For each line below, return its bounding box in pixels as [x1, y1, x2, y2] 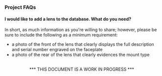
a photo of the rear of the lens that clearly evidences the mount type [11, 52, 150, 57]
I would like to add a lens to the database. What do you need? [4, 16, 132, 22]
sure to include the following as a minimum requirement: [4, 32, 118, 38]
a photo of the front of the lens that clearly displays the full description [11, 41, 155, 47]
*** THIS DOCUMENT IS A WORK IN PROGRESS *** [29, 66, 134, 72]
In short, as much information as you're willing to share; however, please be [4, 27, 157, 33]
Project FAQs [4, 4, 36, 11]
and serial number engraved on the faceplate [11, 47, 103, 53]
